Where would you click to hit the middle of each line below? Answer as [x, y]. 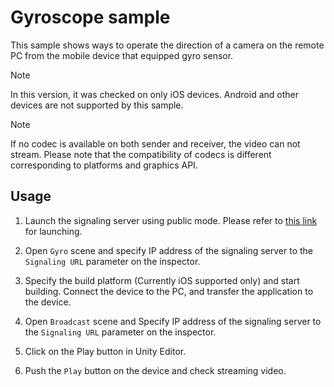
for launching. [53, 231]
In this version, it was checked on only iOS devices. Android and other [154, 94]
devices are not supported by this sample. [97, 105]
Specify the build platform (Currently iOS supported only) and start [162, 280]
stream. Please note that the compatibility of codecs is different [141, 154]
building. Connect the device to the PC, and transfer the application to [169, 291]
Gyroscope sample [90, 17]
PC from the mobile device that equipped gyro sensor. [122, 55]
